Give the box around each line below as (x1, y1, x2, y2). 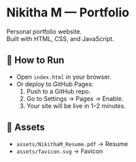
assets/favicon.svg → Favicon (16, 147, 103, 155)
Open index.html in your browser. (16, 72, 112, 81)
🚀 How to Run (6, 55, 65, 66)
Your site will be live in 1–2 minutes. (26, 101, 126, 110)
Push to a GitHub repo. (26, 87, 91, 95)
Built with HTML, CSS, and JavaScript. (6, 34, 114, 42)
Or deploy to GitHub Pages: (16, 80, 94, 88)
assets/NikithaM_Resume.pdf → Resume (16, 139, 128, 148)
